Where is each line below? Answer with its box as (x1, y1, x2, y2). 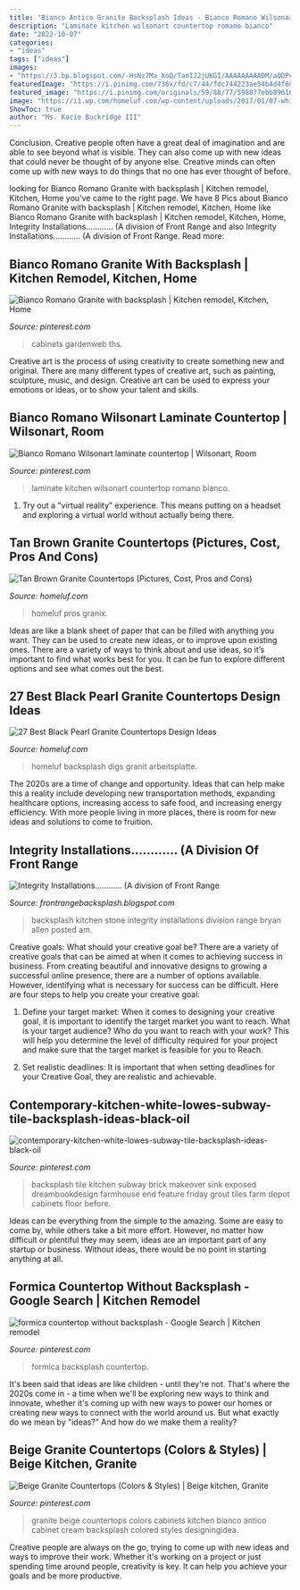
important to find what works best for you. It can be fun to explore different (9, 654, 286, 664)
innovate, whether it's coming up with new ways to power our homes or (9, 1397, 273, 1408)
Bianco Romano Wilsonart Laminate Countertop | (9, 410, 287, 426)
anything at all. (9, 1254, 64, 1264)
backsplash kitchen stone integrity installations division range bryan (30, 915, 281, 926)
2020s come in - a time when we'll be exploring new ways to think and (9, 1388, 270, 1399)
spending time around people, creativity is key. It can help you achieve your (9, 1560, 287, 1571)
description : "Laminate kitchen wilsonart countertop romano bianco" (9, 21, 274, 30)
